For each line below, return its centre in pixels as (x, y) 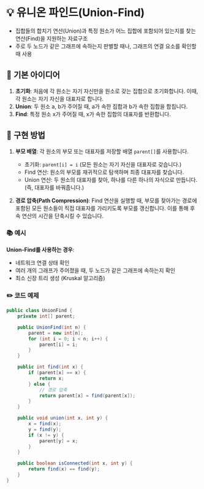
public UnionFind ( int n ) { (52, 327)
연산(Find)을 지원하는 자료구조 (51, 38)
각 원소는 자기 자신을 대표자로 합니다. (59, 98)
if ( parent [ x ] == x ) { (57, 373)
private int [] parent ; (46, 316)
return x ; (51, 378)
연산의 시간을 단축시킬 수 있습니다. (63, 216)
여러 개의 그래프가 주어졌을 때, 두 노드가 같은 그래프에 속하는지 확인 (95, 270)
